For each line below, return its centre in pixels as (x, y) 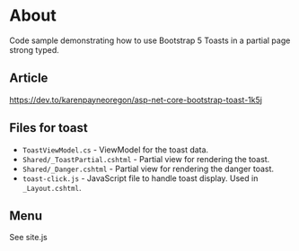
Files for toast (48, 128)
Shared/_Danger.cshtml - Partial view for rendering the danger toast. (148, 169)
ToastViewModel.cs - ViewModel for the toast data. (115, 150)
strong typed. (35, 49)
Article (29, 78)
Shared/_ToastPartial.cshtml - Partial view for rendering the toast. (146, 159)
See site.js (28, 238)
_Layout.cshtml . (52, 187)
